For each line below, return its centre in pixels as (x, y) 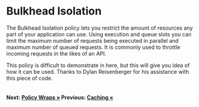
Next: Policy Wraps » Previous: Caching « (60, 97)
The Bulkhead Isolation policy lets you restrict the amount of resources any (100, 28)
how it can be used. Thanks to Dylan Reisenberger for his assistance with (98, 71)
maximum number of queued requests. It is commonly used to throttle (93, 47)
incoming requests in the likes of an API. (57, 53)
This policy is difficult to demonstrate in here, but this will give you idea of (98, 65)
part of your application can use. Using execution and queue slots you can (99, 34)
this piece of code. (30, 78)
